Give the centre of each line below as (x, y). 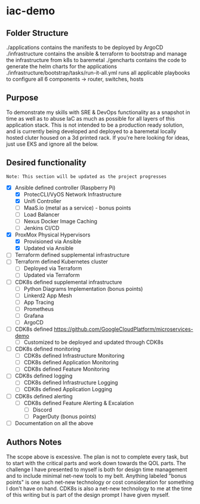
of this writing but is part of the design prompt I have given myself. (88, 494)
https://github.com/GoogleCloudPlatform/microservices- (123, 329)
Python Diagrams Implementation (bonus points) (83, 288)
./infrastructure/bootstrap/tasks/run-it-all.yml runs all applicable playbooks (98, 73)
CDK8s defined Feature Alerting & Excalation (79, 403)
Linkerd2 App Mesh (48, 295)
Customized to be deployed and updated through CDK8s (93, 342)
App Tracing (39, 302)
